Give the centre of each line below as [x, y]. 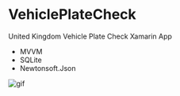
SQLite [31, 60]
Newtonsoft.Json [48, 68]
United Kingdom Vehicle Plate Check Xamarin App [90, 36]
